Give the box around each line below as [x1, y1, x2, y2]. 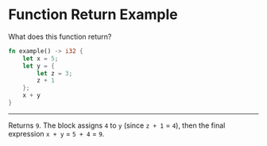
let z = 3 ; [37, 69, 73, 77]
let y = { [22, 62, 56, 70]
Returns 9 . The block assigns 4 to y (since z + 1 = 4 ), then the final [8, 121, 226, 130]
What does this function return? [8, 32, 112, 41]
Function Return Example [8, 6, 178, 24]
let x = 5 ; [22, 54, 59, 63]
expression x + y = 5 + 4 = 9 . [8, 129, 105, 138]
